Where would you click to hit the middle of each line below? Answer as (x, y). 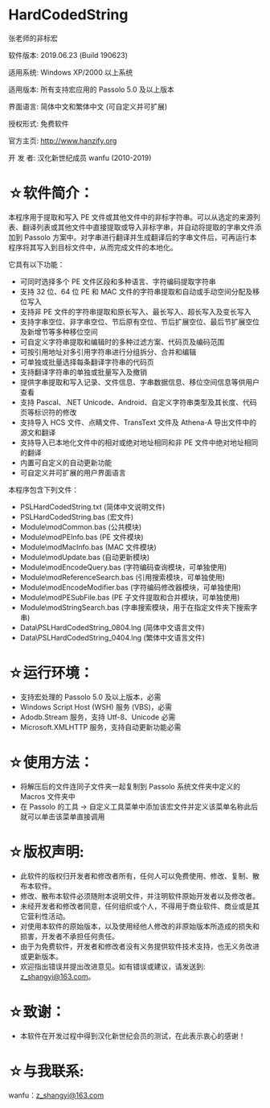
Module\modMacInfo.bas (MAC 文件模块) (88, 547)
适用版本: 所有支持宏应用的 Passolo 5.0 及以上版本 (91, 89)
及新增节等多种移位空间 (59, 332)
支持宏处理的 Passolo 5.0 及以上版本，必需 (90, 697)
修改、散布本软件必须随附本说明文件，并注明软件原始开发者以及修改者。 (139, 896)
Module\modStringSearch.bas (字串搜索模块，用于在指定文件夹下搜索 (135, 607)
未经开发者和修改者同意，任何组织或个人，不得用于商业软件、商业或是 (136, 906)
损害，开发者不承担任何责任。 (69, 936)
